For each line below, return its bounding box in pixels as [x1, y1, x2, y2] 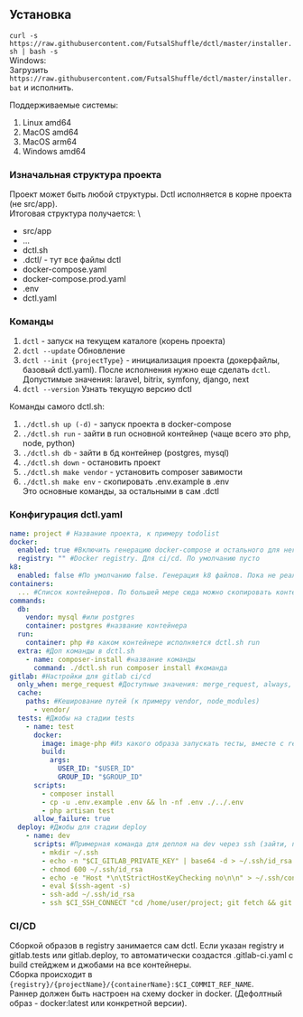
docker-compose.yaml [22, 264, 106, 275]
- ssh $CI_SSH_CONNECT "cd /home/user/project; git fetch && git [41, 899, 293, 908]
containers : [9, 579, 54, 588]
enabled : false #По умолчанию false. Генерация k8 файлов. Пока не [17, 571, 277, 581]
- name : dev [25, 831, 70, 841]
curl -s [9, 31, 39, 40]
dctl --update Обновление [22, 345, 126, 356]
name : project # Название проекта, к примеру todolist [9, 528, 220, 538]
